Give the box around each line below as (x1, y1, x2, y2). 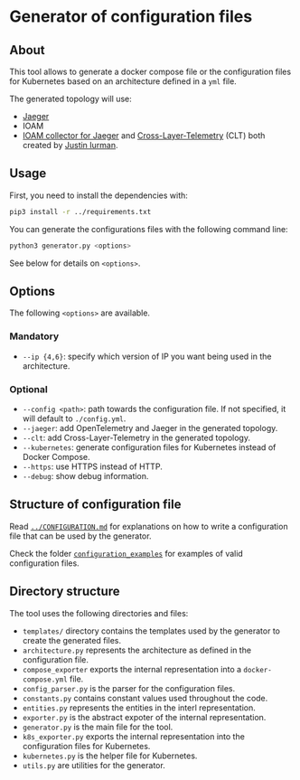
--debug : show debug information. (22, 470, 149, 481)
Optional (9, 382, 48, 395)
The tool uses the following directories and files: (9, 607, 189, 618)
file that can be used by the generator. (9, 531, 152, 541)
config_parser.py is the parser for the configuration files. (22, 682, 236, 693)
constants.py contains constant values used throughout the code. (22, 692, 268, 703)
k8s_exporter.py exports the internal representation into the (22, 730, 246, 742)
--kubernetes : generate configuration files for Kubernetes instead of (22, 441, 277, 453)
